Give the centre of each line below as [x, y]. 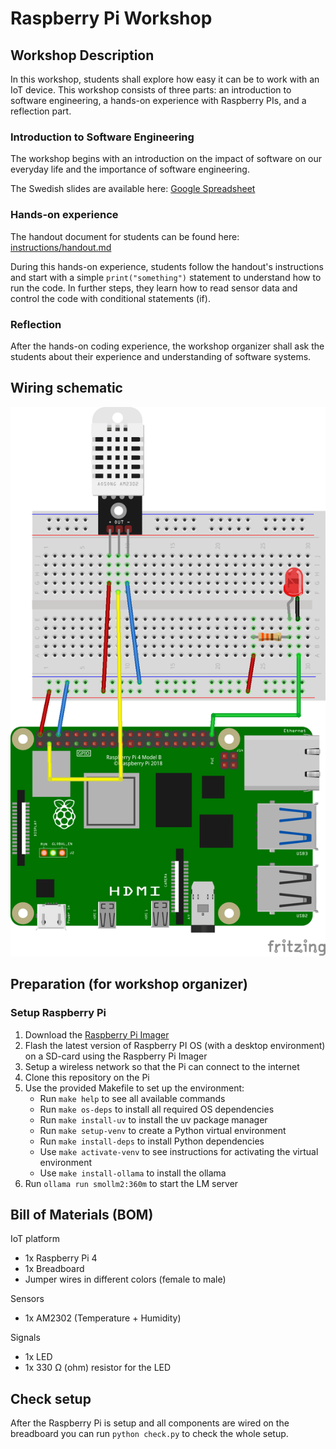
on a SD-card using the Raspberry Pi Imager [116, 1056]
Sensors [27, 1299]
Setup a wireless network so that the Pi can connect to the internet [162, 1066]
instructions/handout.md [61, 247]
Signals [25, 1338]
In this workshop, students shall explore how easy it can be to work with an [165, 79]
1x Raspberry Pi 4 [61, 1258]
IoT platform [35, 1239]
